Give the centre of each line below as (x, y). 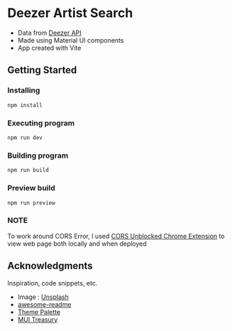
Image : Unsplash (43, 297)
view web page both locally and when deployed (77, 244)
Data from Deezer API (49, 33)
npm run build (28, 170)
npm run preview (31, 203)
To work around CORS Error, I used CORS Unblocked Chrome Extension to (116, 236)
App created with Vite (49, 48)
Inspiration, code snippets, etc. (53, 283)
